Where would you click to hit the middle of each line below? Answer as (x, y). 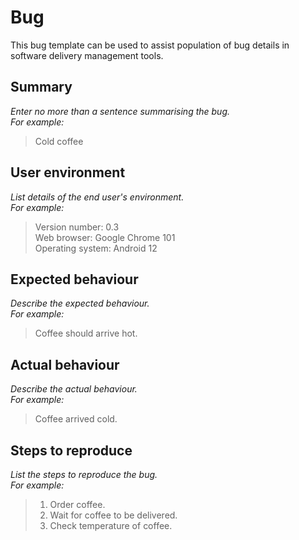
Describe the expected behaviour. (80, 303)
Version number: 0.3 (77, 227)
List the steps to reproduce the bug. (84, 474)
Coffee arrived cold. (76, 419)
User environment (68, 172)
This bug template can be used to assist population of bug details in (150, 45)
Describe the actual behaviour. (74, 389)
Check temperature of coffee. (111, 525)
